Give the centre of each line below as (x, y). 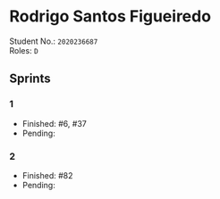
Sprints (30, 79)
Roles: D (24, 50)
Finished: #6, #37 (54, 123)
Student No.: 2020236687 (54, 41)
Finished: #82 (47, 175)
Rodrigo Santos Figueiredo (110, 17)
